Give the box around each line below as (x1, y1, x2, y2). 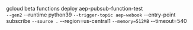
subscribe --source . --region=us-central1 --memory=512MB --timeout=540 (6, 18, 188, 24)
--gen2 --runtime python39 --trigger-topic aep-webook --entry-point (6, 11, 176, 18)
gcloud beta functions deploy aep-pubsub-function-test (6, 5, 143, 12)
